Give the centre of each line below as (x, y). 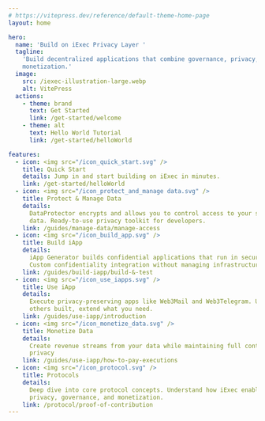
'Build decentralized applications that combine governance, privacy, (141, 59)
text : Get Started (59, 111)
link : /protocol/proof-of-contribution (88, 404)
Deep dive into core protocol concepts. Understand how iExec (133, 390)
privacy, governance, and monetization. (96, 397)
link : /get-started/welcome (75, 118)
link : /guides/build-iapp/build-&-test (88, 272)
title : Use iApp (49, 287)
